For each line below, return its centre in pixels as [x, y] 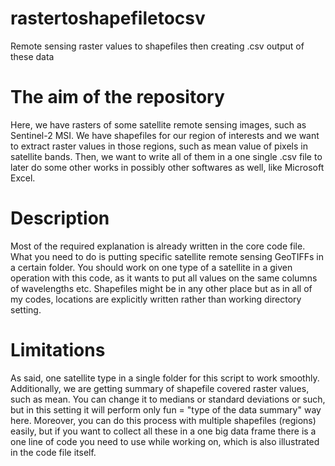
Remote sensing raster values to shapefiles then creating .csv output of [157, 46]
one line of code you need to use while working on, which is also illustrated [165, 441]
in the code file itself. [53, 452]
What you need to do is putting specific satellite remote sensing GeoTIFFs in [167, 256]
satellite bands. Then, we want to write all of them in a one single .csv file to [166, 156]
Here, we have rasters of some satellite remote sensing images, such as [158, 124]
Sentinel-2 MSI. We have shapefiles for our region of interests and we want [165, 135]
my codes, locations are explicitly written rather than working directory [156, 299]
